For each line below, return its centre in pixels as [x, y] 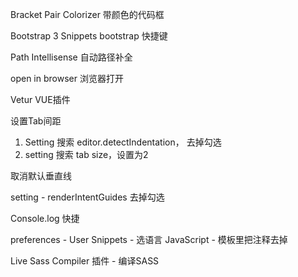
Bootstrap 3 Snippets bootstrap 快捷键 [89, 36]
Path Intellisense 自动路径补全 [71, 57]
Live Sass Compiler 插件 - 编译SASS [85, 261]
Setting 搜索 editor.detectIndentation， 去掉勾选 [123, 142]
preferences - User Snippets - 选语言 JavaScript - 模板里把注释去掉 [149, 239]
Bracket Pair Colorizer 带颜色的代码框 [87, 14]
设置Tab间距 [36, 121]
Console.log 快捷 [45, 218]
